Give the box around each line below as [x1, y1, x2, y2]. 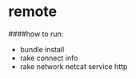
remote [8, 2, 58, 21]
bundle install [19, 44, 65, 54]
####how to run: [8, 29, 64, 39]
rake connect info [19, 53, 78, 63]
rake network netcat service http [19, 61, 128, 71]
